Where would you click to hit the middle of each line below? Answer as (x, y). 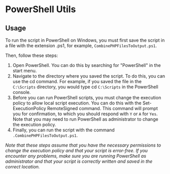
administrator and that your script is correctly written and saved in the (79, 161)
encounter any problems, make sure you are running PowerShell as (76, 156)
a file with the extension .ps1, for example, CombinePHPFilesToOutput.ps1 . (81, 46)
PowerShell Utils (41, 9)
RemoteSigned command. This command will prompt (103, 108)
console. (22, 92)
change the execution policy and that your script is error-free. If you (77, 150)
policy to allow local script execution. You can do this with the (77, 103)
